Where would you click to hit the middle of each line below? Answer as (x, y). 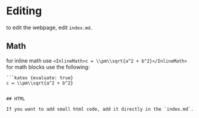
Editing (24, 11)
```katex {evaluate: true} (40, 78)
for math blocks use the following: (48, 67)
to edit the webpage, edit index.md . (49, 27)
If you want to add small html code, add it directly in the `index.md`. (100, 109)
